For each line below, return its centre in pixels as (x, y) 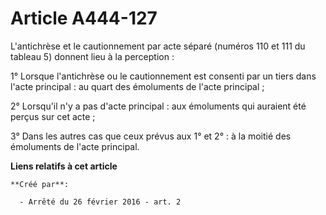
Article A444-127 (84, 18)
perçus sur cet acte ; (53, 116)
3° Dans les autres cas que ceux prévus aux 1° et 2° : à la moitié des (151, 136)
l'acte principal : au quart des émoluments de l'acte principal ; (137, 86)
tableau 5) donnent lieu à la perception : (92, 56)
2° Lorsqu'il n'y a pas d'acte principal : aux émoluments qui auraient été (158, 106)
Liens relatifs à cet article (64, 166)
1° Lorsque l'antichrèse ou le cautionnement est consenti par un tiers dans (163, 76)
